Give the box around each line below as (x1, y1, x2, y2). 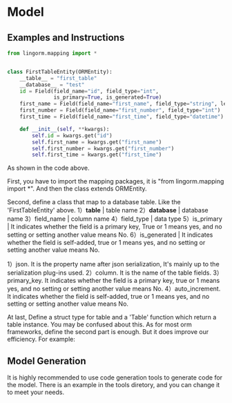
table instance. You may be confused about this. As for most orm (7, 320, 192, 328)
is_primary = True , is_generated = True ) (53, 94, 162, 101)
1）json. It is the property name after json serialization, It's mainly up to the (7, 260, 220, 268)
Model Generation (7, 355, 86, 366)
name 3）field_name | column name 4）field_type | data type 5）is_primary (7, 215, 222, 223)
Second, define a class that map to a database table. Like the (7, 198, 181, 206)
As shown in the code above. (7, 164, 90, 173)
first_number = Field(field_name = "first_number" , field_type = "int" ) (19, 107, 221, 114)
